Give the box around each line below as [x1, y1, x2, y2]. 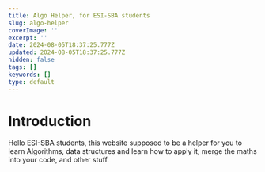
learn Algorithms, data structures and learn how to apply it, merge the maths [8, 147, 257, 156]
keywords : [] [8, 71, 51, 78]
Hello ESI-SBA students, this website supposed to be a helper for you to [8, 138, 243, 147]
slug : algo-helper [8, 19, 69, 27]
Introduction [8, 112, 92, 130]
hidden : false [8, 56, 55, 64]
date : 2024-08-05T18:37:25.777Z [8, 41, 115, 49]
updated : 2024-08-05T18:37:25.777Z [8, 48, 126, 56]
